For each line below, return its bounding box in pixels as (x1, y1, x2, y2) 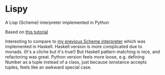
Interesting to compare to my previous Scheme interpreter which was (5, 38, 146, 44)
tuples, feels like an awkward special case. (5, 64, 92, 70)
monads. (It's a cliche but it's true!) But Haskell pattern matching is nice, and (5, 49, 160, 55)
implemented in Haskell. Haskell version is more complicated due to (5, 43, 142, 49)
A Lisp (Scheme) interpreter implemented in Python (5, 19, 109, 25)
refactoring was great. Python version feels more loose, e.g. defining (5, 54, 145, 59)
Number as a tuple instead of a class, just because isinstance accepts (5, 59, 147, 65)
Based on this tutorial (5, 29, 48, 35)
